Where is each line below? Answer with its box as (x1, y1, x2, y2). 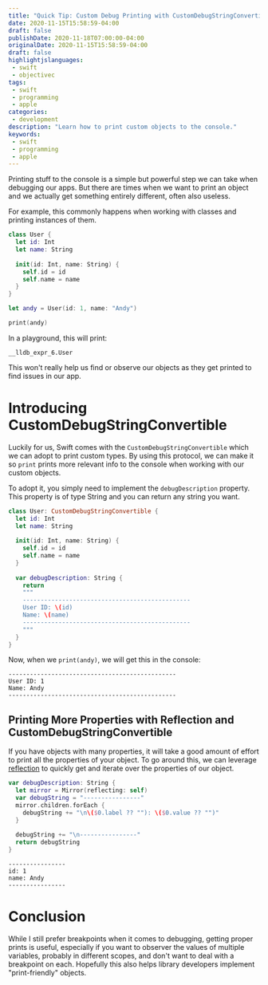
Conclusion (8, 908, 86, 926)
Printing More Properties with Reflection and (8, 713, 235, 727)
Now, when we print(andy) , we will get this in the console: (8, 655, 201, 664)
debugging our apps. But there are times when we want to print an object (8, 183, 249, 192)
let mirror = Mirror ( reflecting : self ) (15, 786, 148, 794)
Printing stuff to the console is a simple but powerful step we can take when (8, 175, 258, 184)
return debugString (15, 838, 81, 846)
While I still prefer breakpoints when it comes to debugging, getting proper (8, 934, 254, 944)
